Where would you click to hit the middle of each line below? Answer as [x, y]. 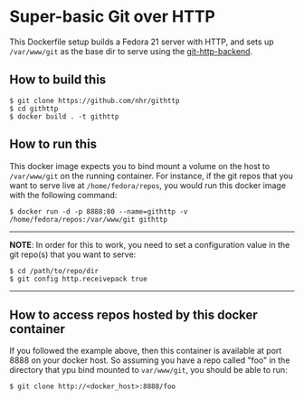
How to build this [58, 80]
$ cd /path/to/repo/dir [54, 271]
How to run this [53, 144]
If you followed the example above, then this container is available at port [146, 351]
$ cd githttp [34, 109]
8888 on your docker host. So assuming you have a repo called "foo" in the [150, 360]
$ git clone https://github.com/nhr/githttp [95, 100]
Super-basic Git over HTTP [112, 17]
